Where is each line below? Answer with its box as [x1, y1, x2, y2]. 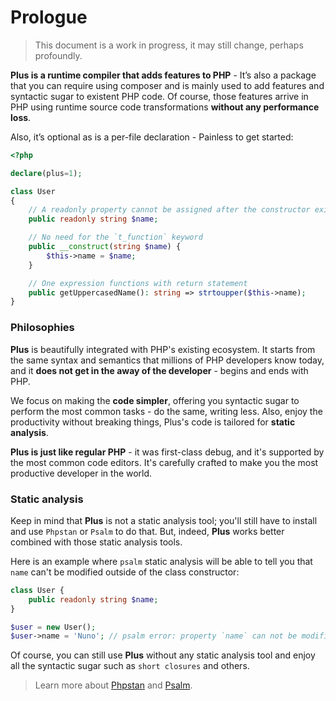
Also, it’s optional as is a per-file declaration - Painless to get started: [10, 131, 294, 143]
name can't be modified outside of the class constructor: [10, 566, 240, 578]
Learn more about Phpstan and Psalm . [34, 679, 193, 691]
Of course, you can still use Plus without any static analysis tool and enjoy [10, 649, 316, 661]
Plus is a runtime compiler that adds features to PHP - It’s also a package [10, 69, 317, 81]
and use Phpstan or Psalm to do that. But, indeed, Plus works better [10, 525, 285, 537]
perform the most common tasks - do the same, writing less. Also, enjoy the [10, 405, 323, 417]
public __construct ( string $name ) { [28, 242, 182, 252]
